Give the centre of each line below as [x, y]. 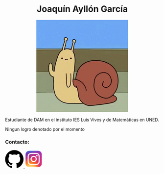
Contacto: [17, 142]
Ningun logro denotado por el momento [45, 129]
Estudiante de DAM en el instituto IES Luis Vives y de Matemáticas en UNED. [82, 120]
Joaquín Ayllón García [82, 9]
